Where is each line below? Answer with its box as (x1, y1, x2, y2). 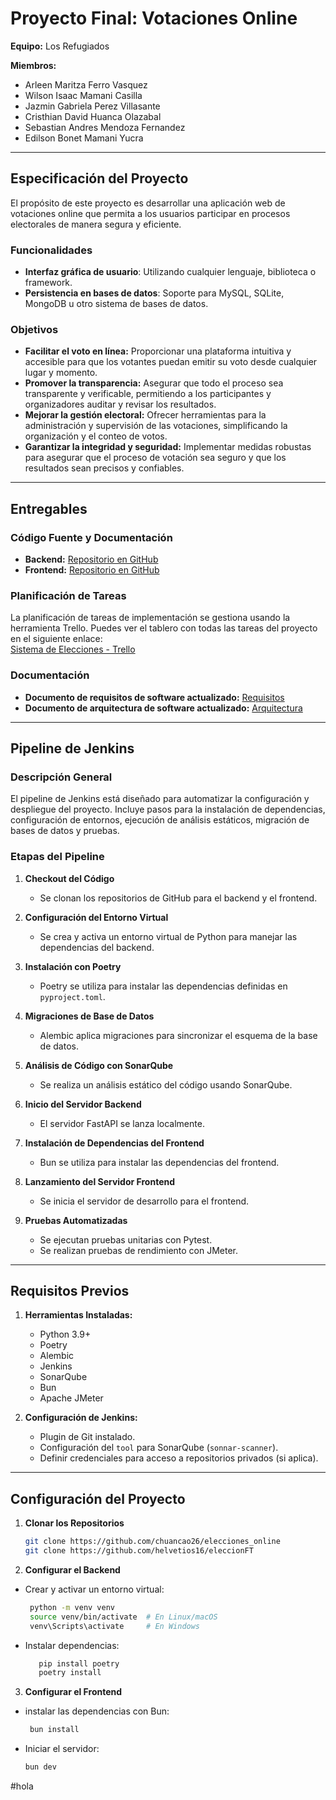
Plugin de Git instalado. (39, 1431, 136, 1443)
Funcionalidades (10, 243, 93, 257)
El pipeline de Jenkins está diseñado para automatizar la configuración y (10, 793, 310, 805)
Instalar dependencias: (24, 1639, 120, 1651)
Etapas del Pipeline (10, 850, 105, 864)
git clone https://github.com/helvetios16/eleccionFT (24, 1546, 254, 1556)
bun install (29, 1725, 80, 1735)
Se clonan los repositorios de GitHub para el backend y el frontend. (39, 892, 318, 904)
